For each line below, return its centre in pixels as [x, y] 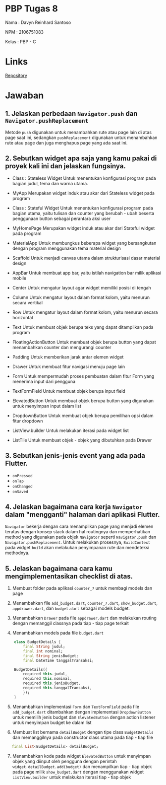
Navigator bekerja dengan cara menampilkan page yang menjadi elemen [79, 526]
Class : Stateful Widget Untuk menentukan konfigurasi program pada [83, 208]
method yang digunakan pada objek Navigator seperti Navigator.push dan [81, 537]
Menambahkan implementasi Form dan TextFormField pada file [76, 707]
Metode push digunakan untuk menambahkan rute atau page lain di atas [79, 132]
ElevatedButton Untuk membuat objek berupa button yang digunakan [83, 401]
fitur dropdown [28, 421]
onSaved [20, 492]
